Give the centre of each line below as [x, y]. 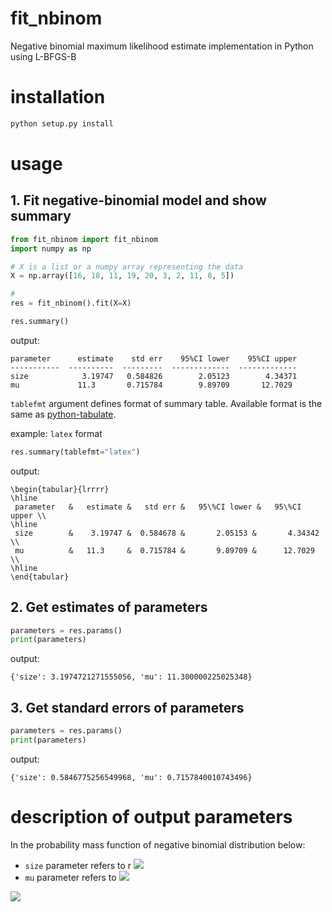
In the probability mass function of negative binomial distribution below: [158, 844]
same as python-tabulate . [63, 414]
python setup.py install [62, 123]
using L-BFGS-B [43, 56]
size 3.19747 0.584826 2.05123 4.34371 [154, 376]
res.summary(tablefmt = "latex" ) [75, 452]
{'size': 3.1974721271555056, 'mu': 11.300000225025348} [131, 677]
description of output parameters [151, 817]
